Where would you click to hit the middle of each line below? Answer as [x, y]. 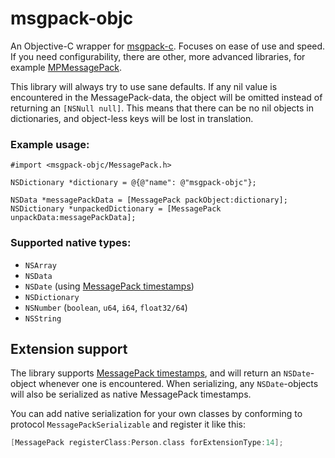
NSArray [40, 265]
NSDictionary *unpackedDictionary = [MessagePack [116, 209]
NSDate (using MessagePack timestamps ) [109, 286]
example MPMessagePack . [66, 67]
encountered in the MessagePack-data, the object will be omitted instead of [166, 97]
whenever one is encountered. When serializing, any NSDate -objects [178, 384]
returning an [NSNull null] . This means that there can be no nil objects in [162, 108]
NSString [43, 318]
